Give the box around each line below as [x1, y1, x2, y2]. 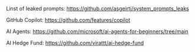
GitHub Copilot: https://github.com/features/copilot [6, 17, 131, 23]
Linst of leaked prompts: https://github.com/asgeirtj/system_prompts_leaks [6, 5, 189, 12]
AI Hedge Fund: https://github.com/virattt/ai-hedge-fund [6, 40, 144, 46]
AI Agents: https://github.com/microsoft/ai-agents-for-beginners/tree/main [6, 28, 189, 35]
